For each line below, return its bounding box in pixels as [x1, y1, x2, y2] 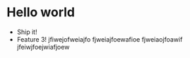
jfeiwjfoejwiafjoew [16, 42, 70, 51]
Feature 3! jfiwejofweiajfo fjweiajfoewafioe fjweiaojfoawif [16, 35, 183, 43]
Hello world [6, 4, 76, 21]
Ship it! [16, 28, 37, 36]
